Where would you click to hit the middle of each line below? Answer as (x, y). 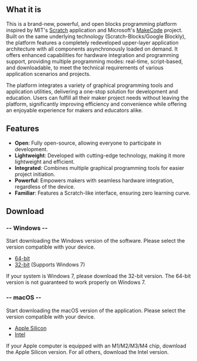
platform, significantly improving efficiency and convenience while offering (96, 104)
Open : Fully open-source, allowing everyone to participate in (88, 143)
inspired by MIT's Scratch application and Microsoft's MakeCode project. (94, 30)
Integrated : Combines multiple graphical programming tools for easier (99, 168)
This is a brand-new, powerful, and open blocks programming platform (91, 24)
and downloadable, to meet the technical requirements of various (85, 68)
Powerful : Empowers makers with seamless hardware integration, (94, 180)
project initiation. (35, 174)
